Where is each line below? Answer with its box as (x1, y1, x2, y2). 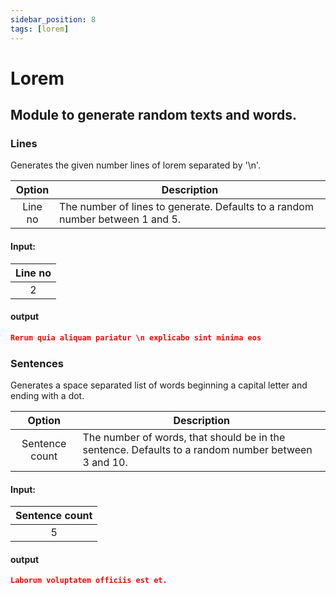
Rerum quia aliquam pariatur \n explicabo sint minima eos (10, 332, 262, 343)
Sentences (10, 356, 64, 370)
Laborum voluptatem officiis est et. (10, 576, 168, 586)
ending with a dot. (10, 389, 85, 401)
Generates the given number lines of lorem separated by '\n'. (10, 159, 262, 171)
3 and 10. (82, 455, 128, 469)
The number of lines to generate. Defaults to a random (59, 200, 314, 214)
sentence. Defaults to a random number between (82, 442, 313, 456)
